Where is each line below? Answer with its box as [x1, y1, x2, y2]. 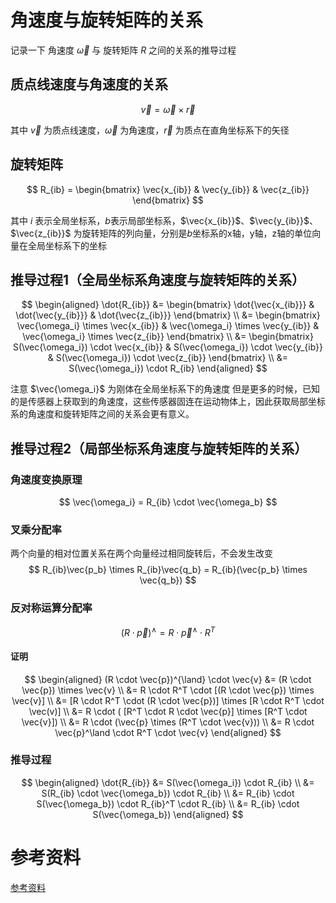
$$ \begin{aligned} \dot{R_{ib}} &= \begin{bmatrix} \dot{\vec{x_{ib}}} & [21, 299, 315, 311]
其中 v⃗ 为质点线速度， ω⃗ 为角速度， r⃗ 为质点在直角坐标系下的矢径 [10, 124, 290, 136]
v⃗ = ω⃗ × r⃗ [140, 103, 196, 115]
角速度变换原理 [10, 472, 83, 486]
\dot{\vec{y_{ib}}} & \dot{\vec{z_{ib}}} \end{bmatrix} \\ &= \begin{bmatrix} [15, 309, 321, 321]
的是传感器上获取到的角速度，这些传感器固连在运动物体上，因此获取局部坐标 [10, 396, 326, 408]
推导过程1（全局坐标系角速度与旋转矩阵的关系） [10, 271, 306, 288]
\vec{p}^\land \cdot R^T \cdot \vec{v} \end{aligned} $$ [54, 726, 282, 738]
